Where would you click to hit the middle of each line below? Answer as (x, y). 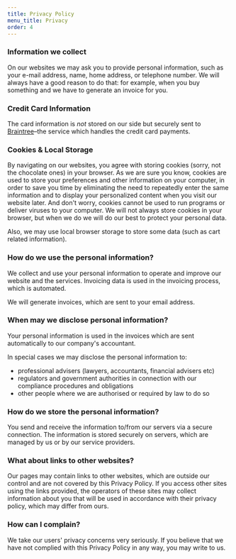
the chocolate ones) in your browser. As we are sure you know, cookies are (117, 173)
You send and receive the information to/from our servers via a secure (110, 427)
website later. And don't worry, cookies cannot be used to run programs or (116, 203)
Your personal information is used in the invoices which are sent (101, 336)
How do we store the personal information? (83, 411)
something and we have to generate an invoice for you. (88, 90)
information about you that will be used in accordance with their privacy (112, 499)
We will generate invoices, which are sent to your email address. (101, 301)
